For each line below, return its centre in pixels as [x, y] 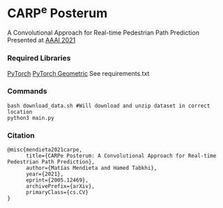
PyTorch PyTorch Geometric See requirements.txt [78, 73]
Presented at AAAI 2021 [41, 40]
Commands [27, 91]
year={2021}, [45, 174]
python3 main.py [31, 118]
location [20, 112]
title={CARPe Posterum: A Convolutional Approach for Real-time [121, 156]
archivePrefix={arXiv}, [60, 186]
